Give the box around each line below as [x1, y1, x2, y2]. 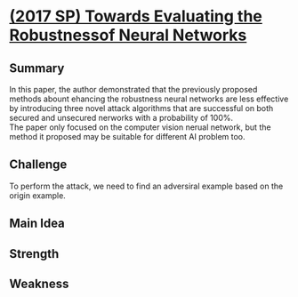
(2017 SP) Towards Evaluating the [9, 6, 262, 27]
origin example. [9, 189, 67, 201]
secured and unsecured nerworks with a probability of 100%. [9, 113, 234, 123]
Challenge [9, 157, 68, 173]
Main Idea [9, 216, 65, 231]
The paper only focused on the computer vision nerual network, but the [9, 122, 271, 132]
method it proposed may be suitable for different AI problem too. [9, 132, 246, 141]
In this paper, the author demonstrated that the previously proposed [9, 84, 258, 94]
